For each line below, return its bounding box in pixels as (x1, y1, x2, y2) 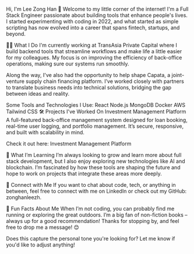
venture (6, 78, 25, 85)
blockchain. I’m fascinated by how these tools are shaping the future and (6, 164, 181, 171)
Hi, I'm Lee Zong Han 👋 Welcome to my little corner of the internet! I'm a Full (6, 6, 189, 12)
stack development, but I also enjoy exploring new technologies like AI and (6, 158, 185, 165)
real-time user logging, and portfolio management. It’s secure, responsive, (6, 123, 184, 130)
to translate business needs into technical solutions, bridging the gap (6, 84, 172, 91)
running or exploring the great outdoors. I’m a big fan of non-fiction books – (6, 211, 188, 218)
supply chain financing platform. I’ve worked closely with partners (26, 78, 185, 85)
